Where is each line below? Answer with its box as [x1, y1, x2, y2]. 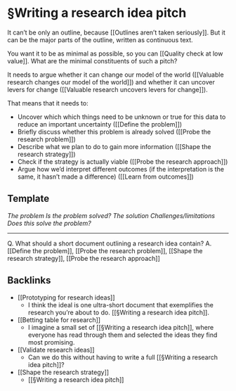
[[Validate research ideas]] [17, 345, 95, 354]
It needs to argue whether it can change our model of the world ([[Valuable [7, 70, 224, 79]
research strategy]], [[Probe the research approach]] [7, 254, 160, 262]
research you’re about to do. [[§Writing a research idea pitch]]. [27, 308, 209, 316]
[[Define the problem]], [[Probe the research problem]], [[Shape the [7, 246, 203, 255]
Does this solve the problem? [7, 219, 91, 227]
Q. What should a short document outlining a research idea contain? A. [7, 239, 212, 248]
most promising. [27, 338, 75, 346]
